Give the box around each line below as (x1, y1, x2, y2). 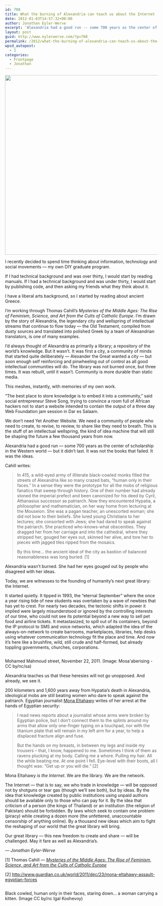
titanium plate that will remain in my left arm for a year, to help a (16, 728, 144, 734)
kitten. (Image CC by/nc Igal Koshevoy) (5, 896, 83, 902)
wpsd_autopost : (5, 43, 36, 48)
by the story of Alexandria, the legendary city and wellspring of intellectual (5, 318, 154, 324)
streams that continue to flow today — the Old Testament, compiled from (5, 323, 151, 329)
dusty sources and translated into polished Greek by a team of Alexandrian (5, 328, 155, 334)
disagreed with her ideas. (5, 568, 56, 575)
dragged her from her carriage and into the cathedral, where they (16, 529, 148, 535)
